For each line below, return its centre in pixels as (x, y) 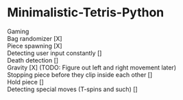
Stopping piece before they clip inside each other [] (80, 74)
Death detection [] (33, 60)
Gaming (18, 31)
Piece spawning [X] (35, 46)
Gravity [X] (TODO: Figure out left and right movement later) (92, 67)
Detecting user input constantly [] (54, 53)
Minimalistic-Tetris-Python (86, 13)
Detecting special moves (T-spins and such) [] (73, 89)
